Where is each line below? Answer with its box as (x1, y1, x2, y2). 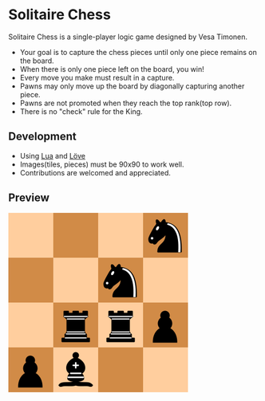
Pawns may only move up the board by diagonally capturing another (19, 81, 245, 91)
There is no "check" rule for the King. (19, 106, 143, 116)
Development (8, 130, 77, 143)
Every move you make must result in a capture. (19, 73, 175, 82)
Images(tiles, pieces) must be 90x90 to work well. (19, 159, 184, 169)
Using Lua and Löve (19, 151, 86, 160)
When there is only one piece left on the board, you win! (19, 64, 205, 73)
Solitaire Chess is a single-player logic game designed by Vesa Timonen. (8, 32, 248, 41)
